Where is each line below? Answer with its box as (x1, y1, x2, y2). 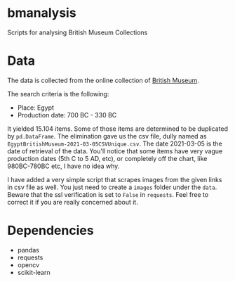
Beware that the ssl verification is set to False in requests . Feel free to (7, 190, 209, 198)
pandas (17, 245, 40, 254)
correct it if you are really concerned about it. (7, 198, 138, 206)
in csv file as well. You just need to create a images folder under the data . (7, 183, 217, 191)
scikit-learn (17, 268, 51, 276)
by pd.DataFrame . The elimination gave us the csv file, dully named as (7, 132, 207, 140)
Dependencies (7, 223, 94, 238)
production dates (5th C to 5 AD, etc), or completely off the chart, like (7, 154, 208, 162)
